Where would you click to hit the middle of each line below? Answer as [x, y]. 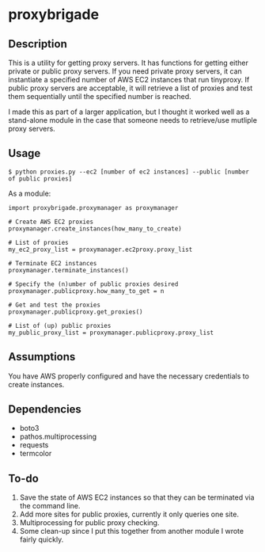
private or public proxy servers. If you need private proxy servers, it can [125, 71]
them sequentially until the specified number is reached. [100, 96]
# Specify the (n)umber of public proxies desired [93, 284]
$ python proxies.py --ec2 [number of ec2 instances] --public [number [129, 172]
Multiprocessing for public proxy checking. [89, 523]
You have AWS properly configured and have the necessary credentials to [129, 376]
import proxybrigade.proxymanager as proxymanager [93, 207]
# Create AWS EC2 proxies [51, 222]
